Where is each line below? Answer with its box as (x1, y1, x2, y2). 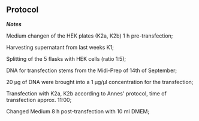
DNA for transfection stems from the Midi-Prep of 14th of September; (6, 67, 177, 74)
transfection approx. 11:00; (6, 96, 72, 103)
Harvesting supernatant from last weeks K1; (6, 44, 114, 51)
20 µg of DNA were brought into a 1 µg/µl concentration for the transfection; (6, 78, 194, 85)
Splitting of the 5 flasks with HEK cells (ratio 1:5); (6, 55, 126, 62)
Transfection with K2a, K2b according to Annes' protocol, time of (6, 89, 167, 97)
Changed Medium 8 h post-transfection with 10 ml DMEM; (6, 107, 150, 115)
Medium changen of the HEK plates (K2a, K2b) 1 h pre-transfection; (6, 32, 173, 39)
